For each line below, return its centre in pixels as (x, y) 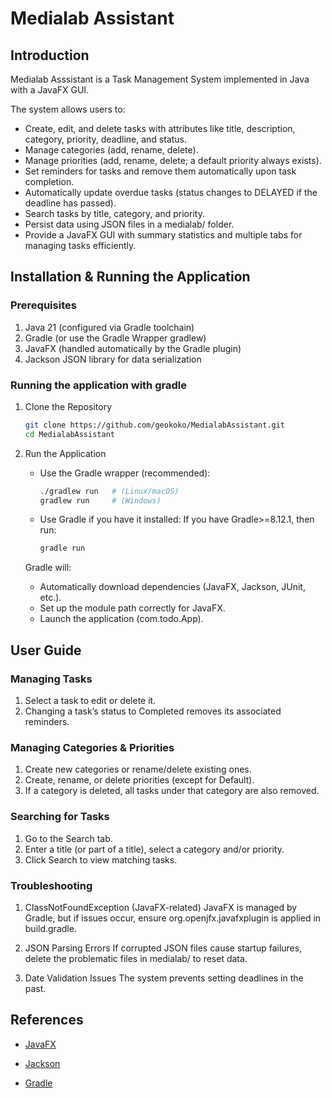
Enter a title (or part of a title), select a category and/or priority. (154, 849)
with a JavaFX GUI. (50, 90)
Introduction (50, 55)
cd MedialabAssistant (69, 434)
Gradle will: (48, 568)
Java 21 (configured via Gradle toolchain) (109, 327)
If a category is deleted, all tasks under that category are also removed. (172, 791)
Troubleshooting (51, 885)
